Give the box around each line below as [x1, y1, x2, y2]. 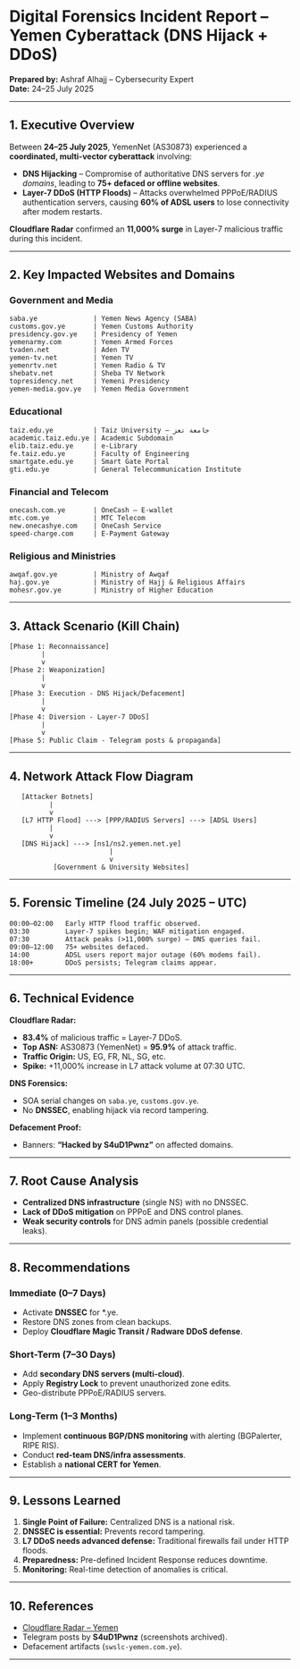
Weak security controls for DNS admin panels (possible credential [21, 1216, 269, 1226]
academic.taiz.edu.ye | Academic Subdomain [9, 434, 174, 443]
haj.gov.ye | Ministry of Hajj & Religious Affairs [9, 578, 246, 587]
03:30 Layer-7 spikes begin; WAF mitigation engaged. [9, 927, 246, 936]
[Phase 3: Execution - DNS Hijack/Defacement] [9, 689, 186, 698]
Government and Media [9, 294, 114, 307]
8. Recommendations [9, 1260, 131, 1275]
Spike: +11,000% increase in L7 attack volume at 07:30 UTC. [21, 1060, 246, 1071]
